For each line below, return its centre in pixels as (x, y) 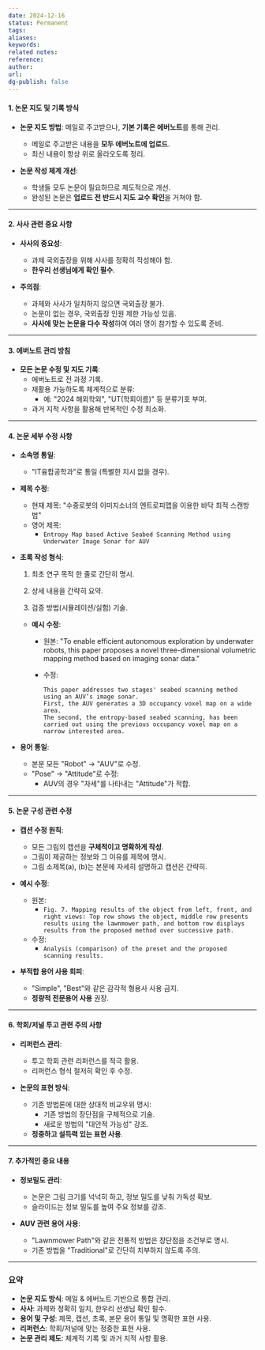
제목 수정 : (34, 489)
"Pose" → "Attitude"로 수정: (75, 774)
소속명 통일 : (37, 455)
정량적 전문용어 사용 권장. (70, 998)
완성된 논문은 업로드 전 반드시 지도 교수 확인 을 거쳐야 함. (117, 197)
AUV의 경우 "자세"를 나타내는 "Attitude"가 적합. (117, 784)
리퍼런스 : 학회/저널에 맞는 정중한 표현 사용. (85, 1329)
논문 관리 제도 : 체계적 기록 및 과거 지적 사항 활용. (93, 1338)
